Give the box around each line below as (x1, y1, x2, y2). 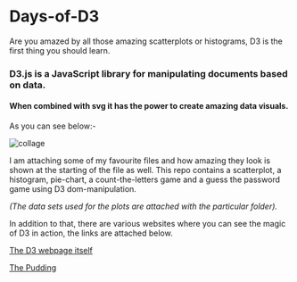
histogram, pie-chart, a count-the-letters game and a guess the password (9, 174, 281, 185)
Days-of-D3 (9, 6, 100, 27)
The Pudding (9, 262, 57, 273)
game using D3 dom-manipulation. (9, 184, 136, 195)
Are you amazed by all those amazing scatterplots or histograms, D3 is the (9, 36, 283, 46)
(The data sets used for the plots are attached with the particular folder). (9, 201, 278, 211)
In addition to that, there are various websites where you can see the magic (9, 219, 286, 229)
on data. (9, 79, 46, 91)
